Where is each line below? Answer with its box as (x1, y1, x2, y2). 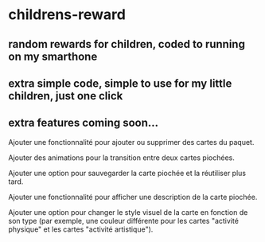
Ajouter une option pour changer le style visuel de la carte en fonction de (8, 207, 248, 217)
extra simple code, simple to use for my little (8, 76, 232, 90)
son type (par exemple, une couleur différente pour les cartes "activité (8, 216, 239, 225)
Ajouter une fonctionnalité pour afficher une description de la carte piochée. (8, 192, 258, 201)
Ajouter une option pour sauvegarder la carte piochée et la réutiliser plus (8, 168, 247, 178)
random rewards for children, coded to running (8, 37, 245, 51)
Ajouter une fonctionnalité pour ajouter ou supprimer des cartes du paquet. (8, 137, 255, 146)
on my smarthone (8, 49, 98, 63)
